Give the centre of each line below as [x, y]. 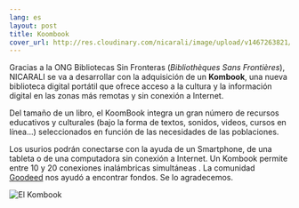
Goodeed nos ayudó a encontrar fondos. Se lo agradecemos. [121, 178]
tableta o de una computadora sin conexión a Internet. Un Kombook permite [149, 159]
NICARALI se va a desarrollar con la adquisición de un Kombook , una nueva [148, 77]
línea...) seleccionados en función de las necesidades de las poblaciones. [144, 132]
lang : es [25, 17]
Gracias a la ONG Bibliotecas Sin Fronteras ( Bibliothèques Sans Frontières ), [147, 68]
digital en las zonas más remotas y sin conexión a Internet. [117, 96]
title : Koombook [39, 34]
